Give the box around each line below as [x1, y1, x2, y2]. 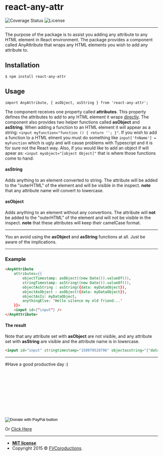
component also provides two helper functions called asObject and [5, 119, 140, 125]
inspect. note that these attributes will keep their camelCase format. [5, 219, 141, 225]
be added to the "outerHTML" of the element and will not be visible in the [5, 215, 151, 220]
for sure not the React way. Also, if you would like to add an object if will [5, 145, 149, 151]
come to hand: [5, 155, 34, 161]
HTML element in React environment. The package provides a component [5, 36, 153, 42]
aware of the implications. [5, 239, 57, 245]
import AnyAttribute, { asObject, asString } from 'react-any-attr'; [5, 100, 149, 105]
